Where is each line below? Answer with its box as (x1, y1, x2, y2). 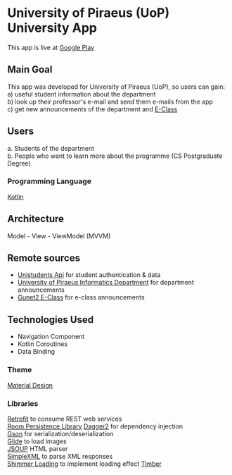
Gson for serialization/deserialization (7, 429, 114, 438)
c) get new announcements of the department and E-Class (7, 104, 178, 113)
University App (7, 20, 97, 36)
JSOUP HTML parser (7, 444, 68, 452)
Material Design (7, 381, 53, 389)
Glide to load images (7, 437, 67, 445)
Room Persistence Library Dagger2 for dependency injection (7, 421, 183, 431)
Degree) (7, 159, 32, 167)
